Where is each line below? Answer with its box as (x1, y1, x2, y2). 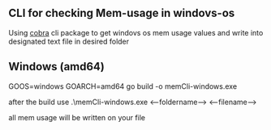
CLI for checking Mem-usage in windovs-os (8, 6, 235, 20)
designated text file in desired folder (8, 36, 130, 46)
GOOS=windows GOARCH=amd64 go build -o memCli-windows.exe (8, 81, 238, 91)
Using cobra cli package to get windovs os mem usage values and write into (8, 27, 264, 37)
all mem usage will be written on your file (8, 112, 146, 122)
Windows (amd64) (8, 60, 105, 73)
